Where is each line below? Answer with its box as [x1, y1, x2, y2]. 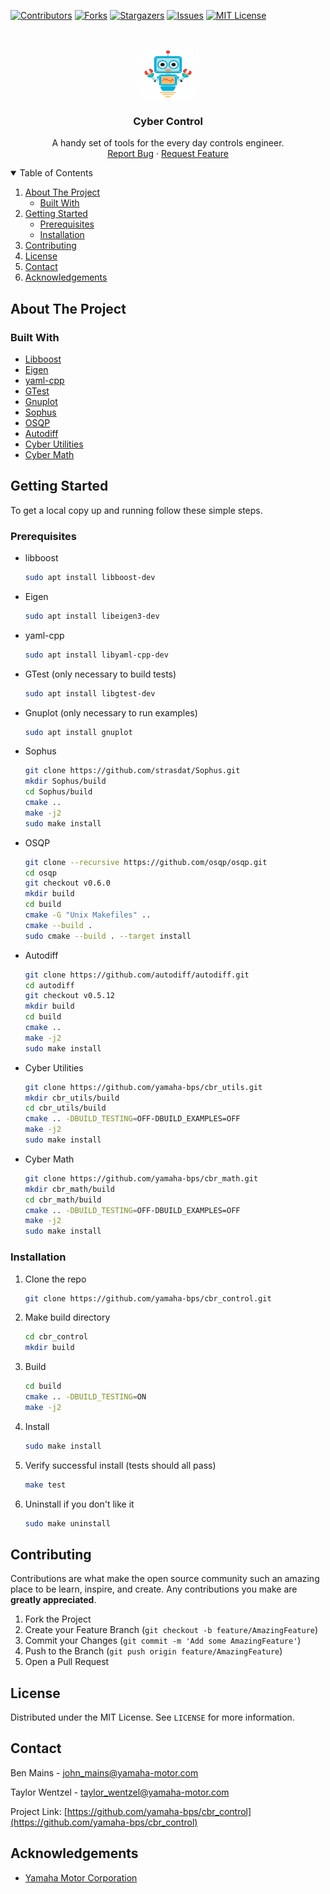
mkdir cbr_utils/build [24, 1093, 120, 1103]
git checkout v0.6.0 [24, 878, 111, 889]
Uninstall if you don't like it [24, 1498, 135, 1510]
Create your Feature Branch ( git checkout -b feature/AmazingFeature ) [24, 1624, 319, 1636]
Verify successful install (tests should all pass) [24, 1459, 217, 1471]
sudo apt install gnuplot [24, 727, 133, 737]
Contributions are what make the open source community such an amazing [10, 1573, 320, 1585]
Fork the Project [24, 1613, 92, 1625]
